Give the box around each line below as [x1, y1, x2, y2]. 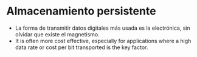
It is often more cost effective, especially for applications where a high [15, 37, 192, 44]
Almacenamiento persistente [6, 4, 156, 18]
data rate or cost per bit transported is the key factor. [15, 44, 148, 51]
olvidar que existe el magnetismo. [15, 30, 100, 38]
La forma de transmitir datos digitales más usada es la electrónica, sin [15, 24, 190, 32]
